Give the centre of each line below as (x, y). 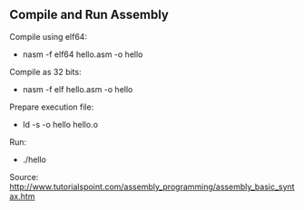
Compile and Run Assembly (89, 15)
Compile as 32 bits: (45, 72)
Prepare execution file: (52, 107)
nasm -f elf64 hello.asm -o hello (83, 54)
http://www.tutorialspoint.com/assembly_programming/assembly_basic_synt (152, 186)
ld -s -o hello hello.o (60, 124)
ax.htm (22, 196)
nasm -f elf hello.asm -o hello (78, 89)
